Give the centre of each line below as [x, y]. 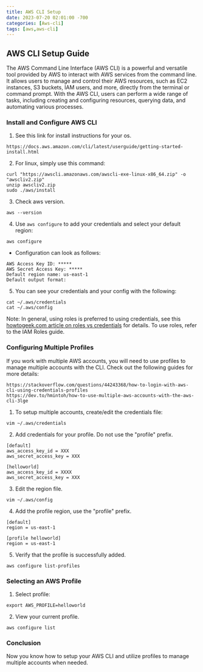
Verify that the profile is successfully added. [71, 555]
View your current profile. [47, 616]
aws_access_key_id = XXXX [39, 472]
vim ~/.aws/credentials [36, 423]
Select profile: [33, 594]
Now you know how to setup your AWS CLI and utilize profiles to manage [98, 656]
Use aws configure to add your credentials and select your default [98, 224]
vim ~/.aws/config [29, 500]
